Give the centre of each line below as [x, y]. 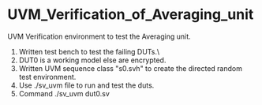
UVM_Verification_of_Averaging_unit [131, 15]
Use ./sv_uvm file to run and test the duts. [86, 85]
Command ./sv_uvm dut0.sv [64, 93]
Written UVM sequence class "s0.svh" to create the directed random [130, 68]
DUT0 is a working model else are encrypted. [92, 60]
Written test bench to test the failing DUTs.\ [89, 51]
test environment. [47, 77]
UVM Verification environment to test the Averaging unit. [99, 36]
